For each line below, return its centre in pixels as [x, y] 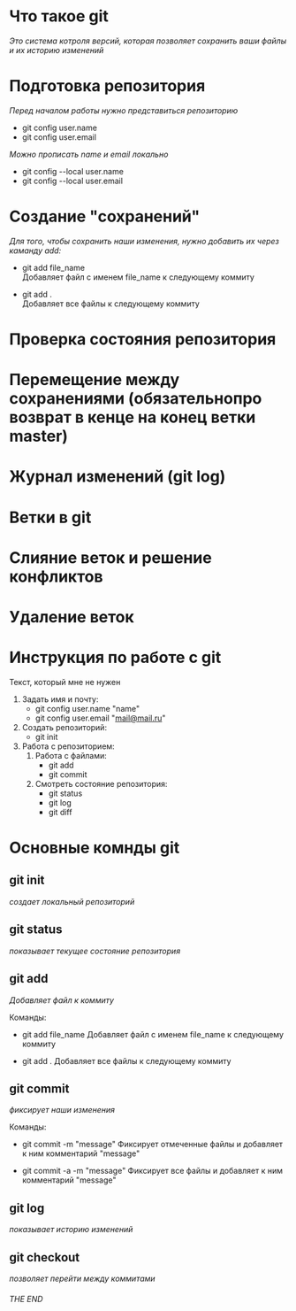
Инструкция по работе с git [115, 658]
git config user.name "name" [87, 708]
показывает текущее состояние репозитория [95, 951]
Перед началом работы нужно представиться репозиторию [124, 110]
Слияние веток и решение [110, 557]
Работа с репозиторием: [68, 746]
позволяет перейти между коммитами [83, 1278]
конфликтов [56, 576]
